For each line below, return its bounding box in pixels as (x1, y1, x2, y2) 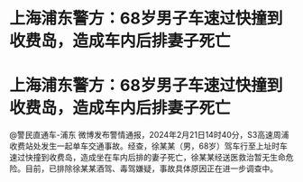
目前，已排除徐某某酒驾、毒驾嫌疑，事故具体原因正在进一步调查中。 (24, 163, 278, 174)
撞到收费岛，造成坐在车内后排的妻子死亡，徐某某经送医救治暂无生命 (32, 152, 286, 163)
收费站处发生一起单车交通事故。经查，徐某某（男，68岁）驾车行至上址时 (9, 141, 280, 151)
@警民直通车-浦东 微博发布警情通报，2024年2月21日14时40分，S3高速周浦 (9, 130, 289, 141)
